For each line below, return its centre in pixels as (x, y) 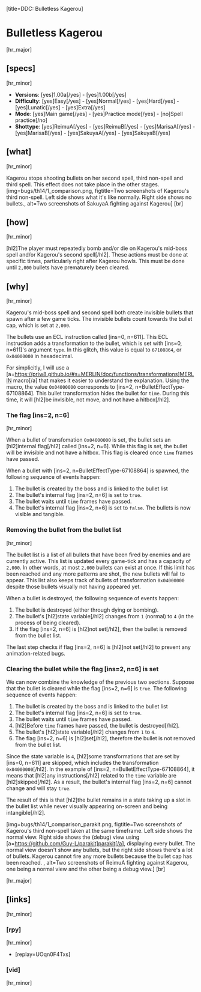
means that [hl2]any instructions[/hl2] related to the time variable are (91, 776)
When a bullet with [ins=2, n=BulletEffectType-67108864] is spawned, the (98, 470)
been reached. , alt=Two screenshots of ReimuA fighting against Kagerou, (97, 863)
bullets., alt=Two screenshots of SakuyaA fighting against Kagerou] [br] (95, 203)
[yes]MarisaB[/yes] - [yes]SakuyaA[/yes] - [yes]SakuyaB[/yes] (93, 133)
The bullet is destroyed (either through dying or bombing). (87, 610)
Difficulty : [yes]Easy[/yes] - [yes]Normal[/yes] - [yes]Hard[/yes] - (97, 101)
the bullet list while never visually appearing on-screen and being (87, 806)
